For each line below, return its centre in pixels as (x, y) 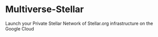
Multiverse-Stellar (45, 9)
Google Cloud (20, 28)
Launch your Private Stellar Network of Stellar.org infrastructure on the (79, 23)
